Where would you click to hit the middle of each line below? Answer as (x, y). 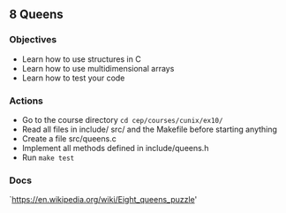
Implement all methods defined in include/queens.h (115, 148)
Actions (26, 101)
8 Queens (36, 15)
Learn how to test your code (73, 78)
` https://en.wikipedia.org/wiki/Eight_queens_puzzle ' (103, 200)
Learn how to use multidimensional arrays (98, 68)
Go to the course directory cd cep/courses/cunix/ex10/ (122, 119)
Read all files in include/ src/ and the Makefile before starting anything (150, 129)
